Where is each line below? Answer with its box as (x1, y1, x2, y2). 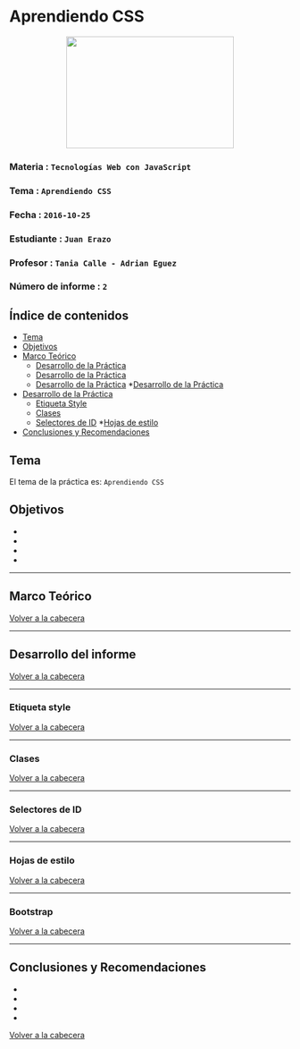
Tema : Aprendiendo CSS (9, 184, 112, 197)
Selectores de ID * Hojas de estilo (35, 418, 159, 428)
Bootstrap (9, 905, 54, 918)
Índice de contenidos (9, 308, 129, 323)
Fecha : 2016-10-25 (9, 208, 91, 221)
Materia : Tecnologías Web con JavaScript (9, 160, 192, 173)
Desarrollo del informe (9, 647, 137, 663)
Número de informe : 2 (9, 280, 108, 292)
